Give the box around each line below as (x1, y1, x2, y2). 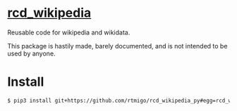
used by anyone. (7, 49, 56, 58)
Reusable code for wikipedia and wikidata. (7, 28, 130, 37)
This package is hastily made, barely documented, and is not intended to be (7, 41, 228, 50)
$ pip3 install (7, 97, 52, 104)
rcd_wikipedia (7, 5, 92, 21)
